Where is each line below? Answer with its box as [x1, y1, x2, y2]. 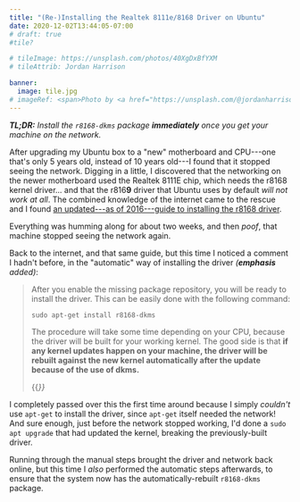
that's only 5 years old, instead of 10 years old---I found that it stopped [9, 155, 271, 166]
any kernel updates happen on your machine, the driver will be [30, 345, 268, 356]
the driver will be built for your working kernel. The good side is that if [30, 336, 288, 347]
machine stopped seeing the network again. [9, 230, 171, 241]
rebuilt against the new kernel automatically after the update [30, 355, 261, 365]
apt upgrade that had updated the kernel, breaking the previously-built [9, 427, 268, 438]
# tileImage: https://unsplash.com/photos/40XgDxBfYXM [9, 54, 218, 63]
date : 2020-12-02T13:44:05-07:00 [9, 21, 134, 30]
